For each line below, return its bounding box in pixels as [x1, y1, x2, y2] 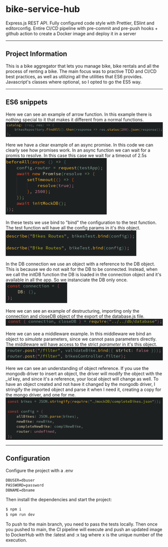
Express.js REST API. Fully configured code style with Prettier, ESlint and [5, 20, 155, 26]
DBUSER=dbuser [5, 478, 35, 483]
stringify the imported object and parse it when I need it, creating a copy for [5, 386, 162, 392]
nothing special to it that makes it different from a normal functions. [5, 116, 144, 123]
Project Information [5, 50, 67, 58]
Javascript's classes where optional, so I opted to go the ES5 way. [5, 79, 142, 85]
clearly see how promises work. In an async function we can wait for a [5, 147, 151, 153]
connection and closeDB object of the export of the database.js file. [5, 313, 145, 319]
